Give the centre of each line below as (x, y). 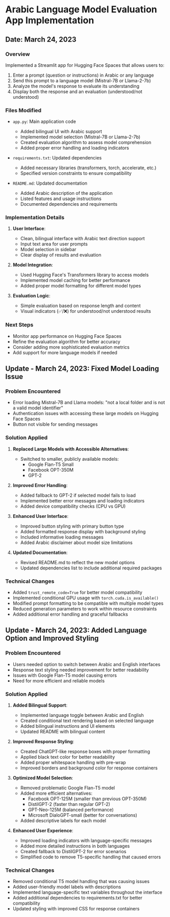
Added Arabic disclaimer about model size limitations (77, 542)
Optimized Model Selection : (43, 778)
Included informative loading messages (62, 537)
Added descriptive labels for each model (63, 821)
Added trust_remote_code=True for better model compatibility (77, 592)
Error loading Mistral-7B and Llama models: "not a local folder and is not (89, 403)
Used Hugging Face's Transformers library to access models (84, 275)
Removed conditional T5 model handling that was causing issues (81, 882)
